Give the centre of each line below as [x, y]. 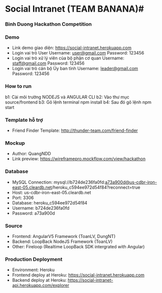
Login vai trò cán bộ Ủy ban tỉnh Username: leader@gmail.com [75, 69]
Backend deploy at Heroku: [39, 280]
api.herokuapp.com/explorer [41, 285]
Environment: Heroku [33, 270]
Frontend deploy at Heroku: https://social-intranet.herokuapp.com [78, 275]
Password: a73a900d [33, 213]
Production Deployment [34, 259]
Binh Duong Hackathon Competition [48, 24]
